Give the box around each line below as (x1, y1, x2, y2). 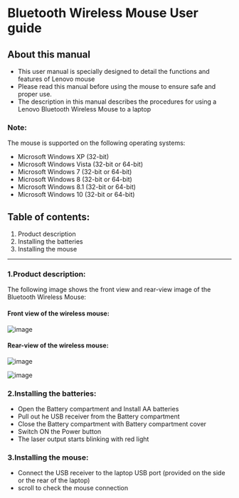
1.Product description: (7, 269, 86, 279)
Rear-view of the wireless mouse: (7, 341, 109, 350)
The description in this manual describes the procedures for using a (17, 97, 217, 106)
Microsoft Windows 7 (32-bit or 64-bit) (17, 168, 132, 176)
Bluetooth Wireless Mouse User (7, 5, 199, 21)
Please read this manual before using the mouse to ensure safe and (17, 82, 216, 90)
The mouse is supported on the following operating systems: (7, 139, 186, 147)
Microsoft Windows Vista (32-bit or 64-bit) (17, 160, 144, 168)
